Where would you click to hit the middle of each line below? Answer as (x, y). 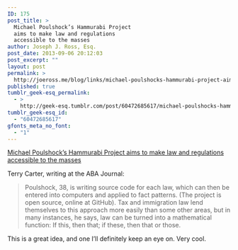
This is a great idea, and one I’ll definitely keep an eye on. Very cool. (107, 239)
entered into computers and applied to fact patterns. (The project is (123, 195)
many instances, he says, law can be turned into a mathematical (118, 217)
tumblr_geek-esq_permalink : (49, 93)
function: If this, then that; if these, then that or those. (103, 225)
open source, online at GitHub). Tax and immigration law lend (114, 203)
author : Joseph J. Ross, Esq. (52, 47)
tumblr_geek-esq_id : (38, 113)
